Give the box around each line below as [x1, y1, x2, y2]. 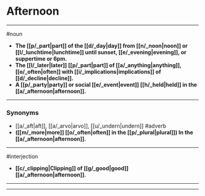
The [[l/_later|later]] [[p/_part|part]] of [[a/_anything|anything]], [15, 61, 182, 68]
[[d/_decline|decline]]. [15, 74, 74, 82]
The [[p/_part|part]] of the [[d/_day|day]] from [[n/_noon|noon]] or [15, 42, 188, 49]
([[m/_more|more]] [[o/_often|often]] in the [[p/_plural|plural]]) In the [15, 129, 193, 136]
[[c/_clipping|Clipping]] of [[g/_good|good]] [15, 165, 129, 172]
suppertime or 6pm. [15, 55, 67, 62]
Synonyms [6, 108, 39, 117]
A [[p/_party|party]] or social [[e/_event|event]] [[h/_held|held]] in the [15, 81, 197, 88]
